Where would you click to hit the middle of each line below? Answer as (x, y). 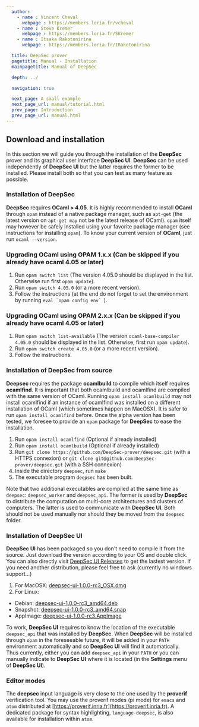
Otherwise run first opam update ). (55, 281)
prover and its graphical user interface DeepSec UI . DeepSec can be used (97, 160)
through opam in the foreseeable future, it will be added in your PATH (88, 640)
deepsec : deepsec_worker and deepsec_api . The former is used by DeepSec (97, 495)
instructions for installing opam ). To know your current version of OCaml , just (99, 233)
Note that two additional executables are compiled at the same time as (92, 488)
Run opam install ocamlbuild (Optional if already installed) (87, 445)
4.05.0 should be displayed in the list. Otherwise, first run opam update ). (102, 342)
